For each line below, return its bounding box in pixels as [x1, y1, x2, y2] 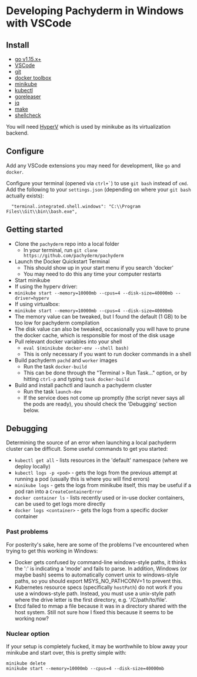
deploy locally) [14, 463, 51, 470]
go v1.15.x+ [14, 56, 42, 62]
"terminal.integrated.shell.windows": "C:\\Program [11, 203, 141, 209]
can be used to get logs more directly [14, 501, 106, 508]
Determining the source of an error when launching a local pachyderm [6, 439, 176, 446]
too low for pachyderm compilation [14, 319, 100, 326]
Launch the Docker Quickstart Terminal [14, 257, 110, 265]
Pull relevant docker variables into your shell [14, 338, 122, 345]
